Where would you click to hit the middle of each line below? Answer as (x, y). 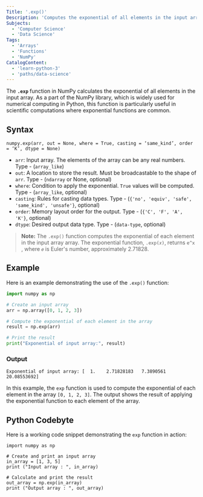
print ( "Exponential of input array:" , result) (66, 344)
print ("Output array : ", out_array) (55, 489)
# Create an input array (37, 305)
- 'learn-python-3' (36, 68)
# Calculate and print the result (50, 478)
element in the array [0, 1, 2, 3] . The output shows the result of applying (99, 395)
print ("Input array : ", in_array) (52, 467)
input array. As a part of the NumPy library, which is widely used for (91, 98)
